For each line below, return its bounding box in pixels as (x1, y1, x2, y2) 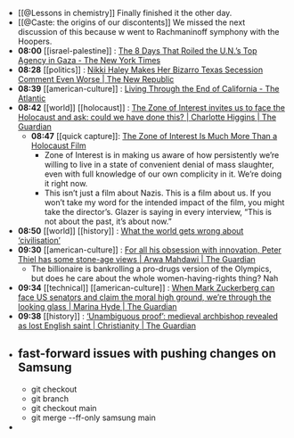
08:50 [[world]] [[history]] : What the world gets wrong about (17, 226, 244, 236)
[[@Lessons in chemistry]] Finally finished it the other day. (17, 8, 233, 18)
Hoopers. (17, 36, 53, 46)
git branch (30, 393, 69, 404)
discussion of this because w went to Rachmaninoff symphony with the (17, 27, 280, 37)
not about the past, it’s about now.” (44, 216, 172, 227)
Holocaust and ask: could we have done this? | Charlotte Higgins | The (17, 112, 277, 122)
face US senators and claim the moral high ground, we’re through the (17, 292, 272, 302)
